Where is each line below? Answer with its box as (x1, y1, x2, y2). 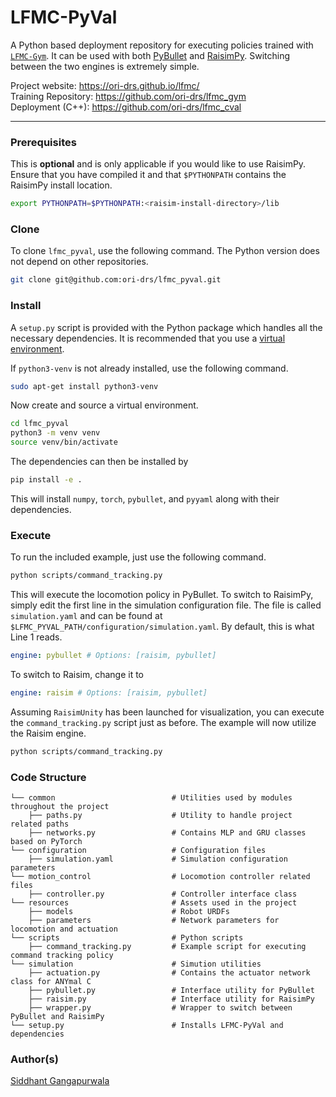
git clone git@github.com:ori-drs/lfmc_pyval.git (10, 275, 222, 285)
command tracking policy (10, 951, 114, 961)
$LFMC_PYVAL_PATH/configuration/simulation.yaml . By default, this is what (10, 621, 315, 633)
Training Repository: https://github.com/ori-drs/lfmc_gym (10, 90, 247, 102)
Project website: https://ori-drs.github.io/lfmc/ (10, 79, 200, 91)
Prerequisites (10, 135, 77, 149)
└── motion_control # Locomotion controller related (10, 872, 311, 882)
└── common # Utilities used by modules (10, 793, 293, 803)
